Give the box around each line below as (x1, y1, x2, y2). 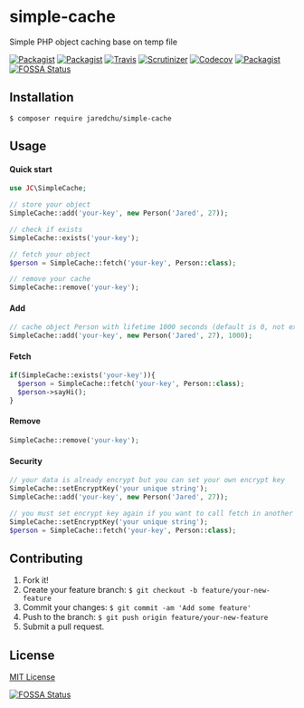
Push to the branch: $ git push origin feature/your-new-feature (22, 612, 269, 623)
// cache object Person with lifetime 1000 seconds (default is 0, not (9, 323, 285, 332)
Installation (9, 90, 74, 105)
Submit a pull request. (22, 621, 105, 632)
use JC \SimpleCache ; (9, 184, 88, 193)
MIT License (9, 672, 56, 683)
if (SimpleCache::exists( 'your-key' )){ (9, 371, 156, 380)
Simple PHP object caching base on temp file (9, 36, 178, 47)
